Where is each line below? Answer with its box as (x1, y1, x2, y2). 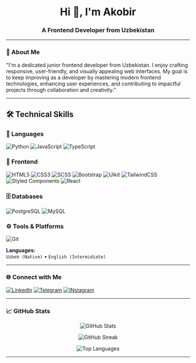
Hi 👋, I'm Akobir (60, 5, 136, 19)
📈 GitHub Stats (6, 307, 51, 315)
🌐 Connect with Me (6, 273, 62, 281)
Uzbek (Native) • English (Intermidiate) (6, 253, 106, 260)
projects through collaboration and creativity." (6, 86, 116, 93)
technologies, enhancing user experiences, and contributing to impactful (6, 80, 181, 87)
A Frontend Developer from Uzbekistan (41, 26, 155, 34)
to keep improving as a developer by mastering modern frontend (6, 74, 162, 81)
